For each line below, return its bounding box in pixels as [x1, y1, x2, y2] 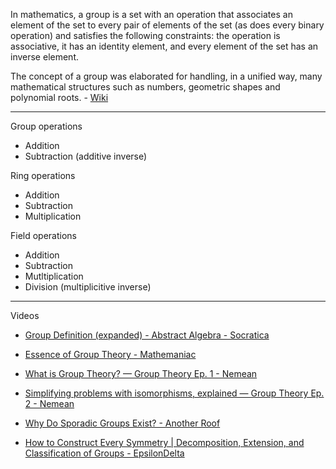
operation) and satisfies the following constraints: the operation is [10, 30, 281, 41]
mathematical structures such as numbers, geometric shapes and [10, 81, 281, 93]
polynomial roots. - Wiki [10, 92, 109, 103]
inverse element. [10, 51, 79, 63]
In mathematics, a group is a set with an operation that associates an [10, 9, 293, 20]
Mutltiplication [24, 270, 84, 282]
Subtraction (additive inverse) [24, 150, 148, 162]
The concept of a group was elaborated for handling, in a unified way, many [10, 70, 323, 82]
